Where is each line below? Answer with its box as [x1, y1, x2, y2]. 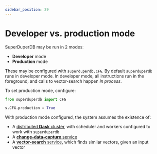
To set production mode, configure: [5, 88, 76, 93]
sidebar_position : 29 [5, 7, 49, 12]
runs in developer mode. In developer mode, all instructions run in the [5, 73, 144, 79]
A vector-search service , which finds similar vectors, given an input [12, 139, 149, 145]
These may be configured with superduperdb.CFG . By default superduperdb [5, 68, 153, 74]
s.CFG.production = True [5, 106, 55, 110]
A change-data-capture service [12, 134, 78, 140]
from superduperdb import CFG [5, 97, 67, 102]
